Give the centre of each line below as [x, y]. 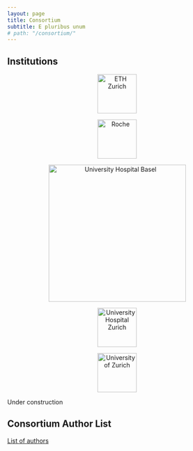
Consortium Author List [59, 424]
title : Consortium [34, 20]
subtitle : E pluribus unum [46, 26]
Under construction [35, 402]
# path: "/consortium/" [42, 33]
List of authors [28, 441]
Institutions [32, 61]
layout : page [26, 14]
